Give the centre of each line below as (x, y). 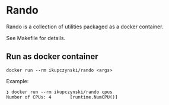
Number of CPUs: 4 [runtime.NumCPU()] (62, 97)
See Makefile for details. (36, 38)
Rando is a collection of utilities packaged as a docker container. (85, 27)
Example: (17, 81)
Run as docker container (52, 57)
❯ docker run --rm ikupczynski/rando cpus (59, 92)
